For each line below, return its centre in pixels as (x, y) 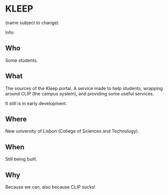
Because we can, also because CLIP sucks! (50, 187)
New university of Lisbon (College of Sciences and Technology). (72, 131)
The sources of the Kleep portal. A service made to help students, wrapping (84, 88)
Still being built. (21, 159)
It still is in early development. (36, 103)
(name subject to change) (32, 23)
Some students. (21, 60)
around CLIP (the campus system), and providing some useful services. (80, 93)
